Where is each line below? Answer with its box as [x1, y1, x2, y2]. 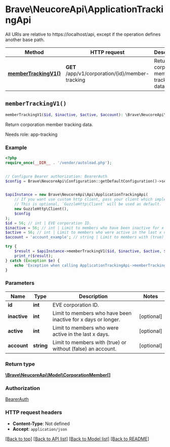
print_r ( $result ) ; [14, 253, 53, 258]
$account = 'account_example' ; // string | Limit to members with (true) [5, 235, 164, 240]
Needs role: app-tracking [5, 131, 58, 137]
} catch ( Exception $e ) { [5, 258, 60, 263]
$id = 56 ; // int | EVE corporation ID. [5, 220, 92, 226]
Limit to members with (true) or [52, 339, 126, 346]
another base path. [5, 37, 45, 43]
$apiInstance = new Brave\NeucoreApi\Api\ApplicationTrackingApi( [5, 192, 148, 197]
